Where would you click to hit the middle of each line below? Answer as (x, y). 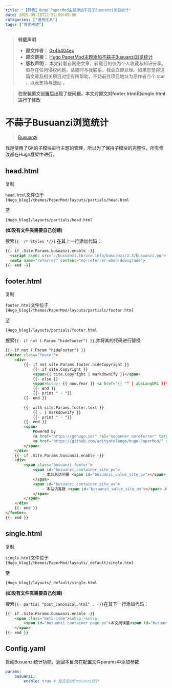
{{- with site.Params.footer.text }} (64, 408)
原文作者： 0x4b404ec (50, 51)
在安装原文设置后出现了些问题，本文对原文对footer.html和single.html (91, 94)
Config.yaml (26, 649)
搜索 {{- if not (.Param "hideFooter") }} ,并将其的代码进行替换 (73, 340)
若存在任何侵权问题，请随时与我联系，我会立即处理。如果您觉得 (93, 70)
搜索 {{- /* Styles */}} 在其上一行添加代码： (53, 241)
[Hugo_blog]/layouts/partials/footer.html (51, 330)
